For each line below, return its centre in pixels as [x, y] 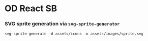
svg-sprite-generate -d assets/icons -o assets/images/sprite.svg [74, 34]
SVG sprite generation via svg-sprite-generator [62, 24]
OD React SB [31, 9]
